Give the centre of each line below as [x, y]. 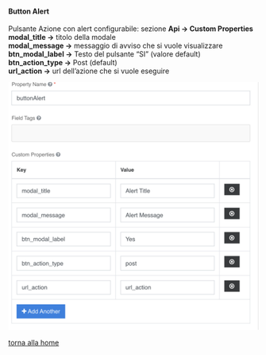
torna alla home [34, 343]
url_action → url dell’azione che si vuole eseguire [89, 71]
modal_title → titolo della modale [62, 37]
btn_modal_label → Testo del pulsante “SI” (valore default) [104, 54]
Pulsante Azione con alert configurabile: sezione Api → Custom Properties [131, 29]
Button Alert [29, 11]
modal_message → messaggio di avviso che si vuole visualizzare [116, 46]
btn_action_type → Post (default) [63, 63]
